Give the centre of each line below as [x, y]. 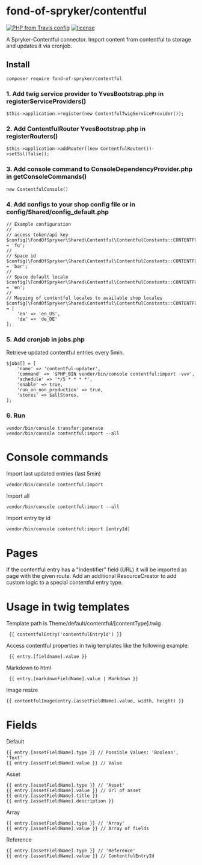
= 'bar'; [17, 266]
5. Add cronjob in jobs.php [46, 339]
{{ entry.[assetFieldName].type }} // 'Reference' [71, 851]
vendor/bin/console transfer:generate [55, 428]
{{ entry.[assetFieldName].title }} [52, 796]
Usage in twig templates [68, 607]
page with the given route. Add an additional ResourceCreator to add [91, 576]
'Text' [14, 758]
